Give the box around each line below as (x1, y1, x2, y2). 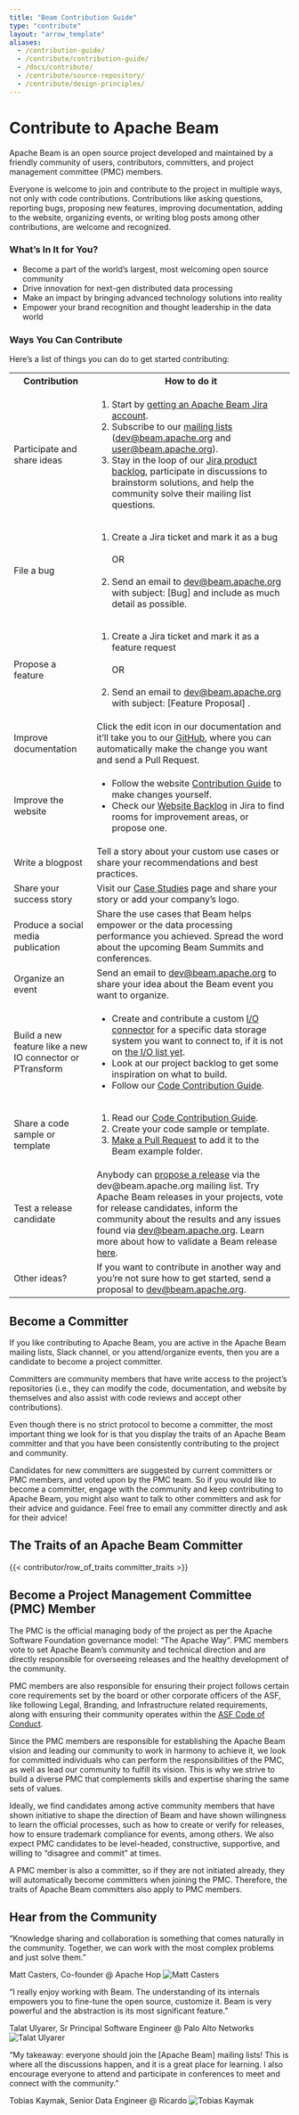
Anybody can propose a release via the (96, 1169, 261, 1181)
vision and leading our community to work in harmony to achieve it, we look (9, 1745, 287, 1756)
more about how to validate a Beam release (96, 1236, 278, 1248)
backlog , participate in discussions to (111, 465, 268, 478)
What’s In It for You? (9, 243, 99, 256)
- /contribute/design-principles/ (17, 79, 145, 88)
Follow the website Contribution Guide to (111, 778, 282, 790)
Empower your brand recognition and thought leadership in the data (21, 301, 271, 312)
